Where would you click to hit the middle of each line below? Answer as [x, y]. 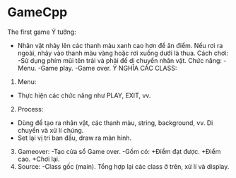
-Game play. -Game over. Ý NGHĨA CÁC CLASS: [107, 68]
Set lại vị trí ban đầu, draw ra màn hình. [75, 138]
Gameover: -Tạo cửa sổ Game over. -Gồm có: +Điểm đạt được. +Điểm [119, 151]
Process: [30, 109]
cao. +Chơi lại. [39, 159]
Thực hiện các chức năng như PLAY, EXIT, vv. [84, 95]
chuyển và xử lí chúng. [51, 130]
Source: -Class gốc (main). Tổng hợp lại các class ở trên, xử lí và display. [123, 166]
